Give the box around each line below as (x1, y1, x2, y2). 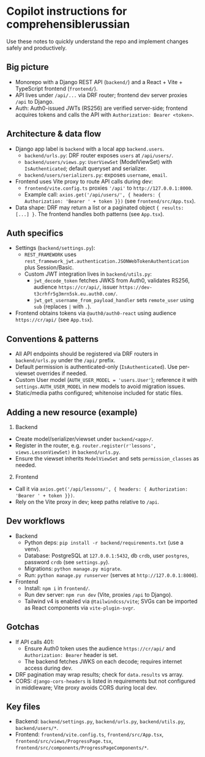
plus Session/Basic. (24, 264, 75, 271)
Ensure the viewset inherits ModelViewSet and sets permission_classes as (15, 455, 199, 462)
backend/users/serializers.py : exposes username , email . (24, 171, 168, 179)
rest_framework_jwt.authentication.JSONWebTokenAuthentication (24, 258, 190, 265)
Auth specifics (6, 228, 64, 238)
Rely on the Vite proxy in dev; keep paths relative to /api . (15, 499, 159, 505)
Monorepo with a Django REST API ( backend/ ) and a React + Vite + (15, 78, 183, 85)
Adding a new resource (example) (6, 407, 138, 417)
